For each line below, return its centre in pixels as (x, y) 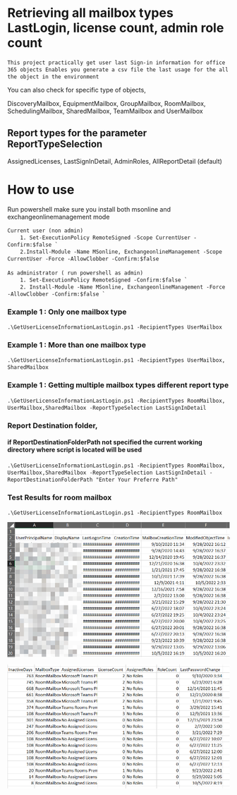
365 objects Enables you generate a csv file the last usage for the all (118, 69)
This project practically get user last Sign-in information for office (116, 62)
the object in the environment (53, 77)
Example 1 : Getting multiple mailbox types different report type (118, 385)
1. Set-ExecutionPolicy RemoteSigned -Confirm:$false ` (104, 280)
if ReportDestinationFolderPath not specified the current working (105, 442)
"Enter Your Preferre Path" (137, 480)
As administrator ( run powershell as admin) (75, 273)
